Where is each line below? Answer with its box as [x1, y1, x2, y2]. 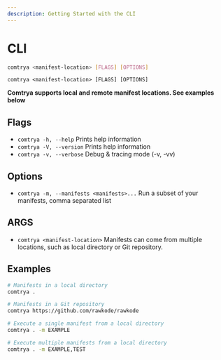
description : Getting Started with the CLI [7, 10, 136, 18]
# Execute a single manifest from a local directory [7, 320, 164, 327]
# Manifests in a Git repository [7, 301, 105, 308]
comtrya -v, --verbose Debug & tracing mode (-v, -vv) [17, 150, 176, 159]
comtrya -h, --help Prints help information [17, 135, 141, 144]
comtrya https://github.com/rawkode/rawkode [7, 307, 139, 314]
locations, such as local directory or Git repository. [17, 243, 163, 251]
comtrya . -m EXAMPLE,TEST [7, 345, 86, 353]
